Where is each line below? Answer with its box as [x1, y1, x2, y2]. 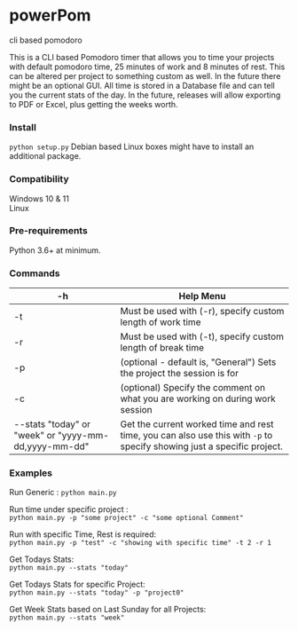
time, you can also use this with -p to [120, 430, 273, 442]
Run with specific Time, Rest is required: [9, 529, 157, 540]
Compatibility [9, 173, 69, 185]
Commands [9, 267, 60, 280]
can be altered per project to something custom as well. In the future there [9, 70, 281, 81]
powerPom [9, 5, 91, 26]
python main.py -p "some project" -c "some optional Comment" [9, 514, 244, 523]
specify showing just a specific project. [120, 440, 284, 453]
